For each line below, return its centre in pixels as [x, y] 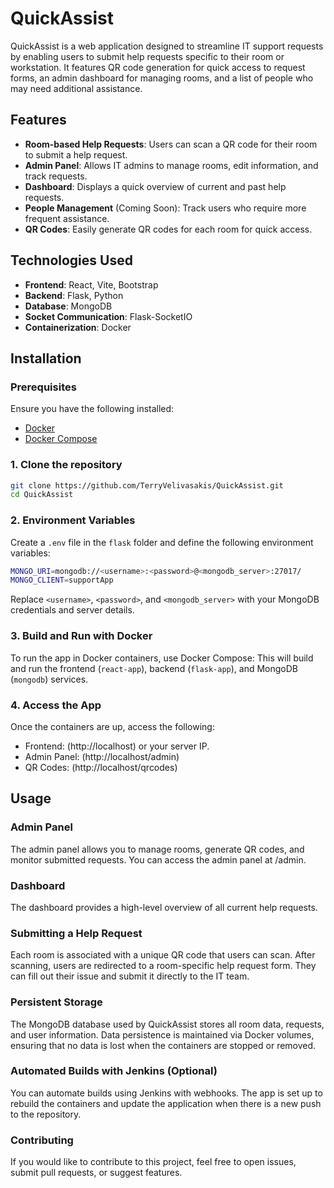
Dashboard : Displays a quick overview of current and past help [155, 186]
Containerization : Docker [78, 327]
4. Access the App [56, 705]
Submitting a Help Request [76, 933]
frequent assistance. [67, 218]
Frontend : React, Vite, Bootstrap [91, 284]
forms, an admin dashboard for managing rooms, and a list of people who [162, 78]
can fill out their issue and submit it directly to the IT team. [130, 976]
